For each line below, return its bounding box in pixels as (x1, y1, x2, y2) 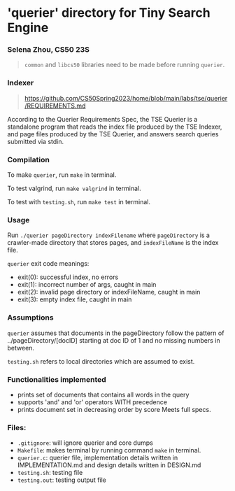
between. (7, 343, 35, 352)
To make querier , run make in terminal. (7, 171, 117, 179)
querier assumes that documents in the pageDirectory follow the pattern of (7, 329, 225, 337)
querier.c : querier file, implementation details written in (17, 453, 178, 462)
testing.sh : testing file (17, 469, 83, 477)
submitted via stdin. (7, 137, 64, 145)
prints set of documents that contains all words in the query (17, 390, 190, 399)
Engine (7, 20, 49, 36)
